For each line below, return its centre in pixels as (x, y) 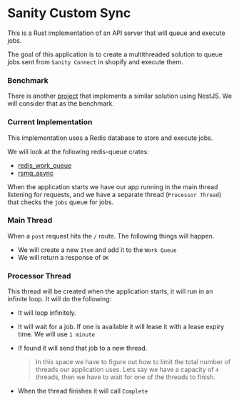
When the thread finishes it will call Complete (83, 391)
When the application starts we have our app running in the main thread (113, 186)
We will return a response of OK (63, 257)
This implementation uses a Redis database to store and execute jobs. (110, 138)
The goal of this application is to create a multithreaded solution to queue (115, 54)
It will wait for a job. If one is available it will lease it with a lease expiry (121, 327)
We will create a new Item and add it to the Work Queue (97, 250)
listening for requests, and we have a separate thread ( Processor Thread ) (115, 194)
